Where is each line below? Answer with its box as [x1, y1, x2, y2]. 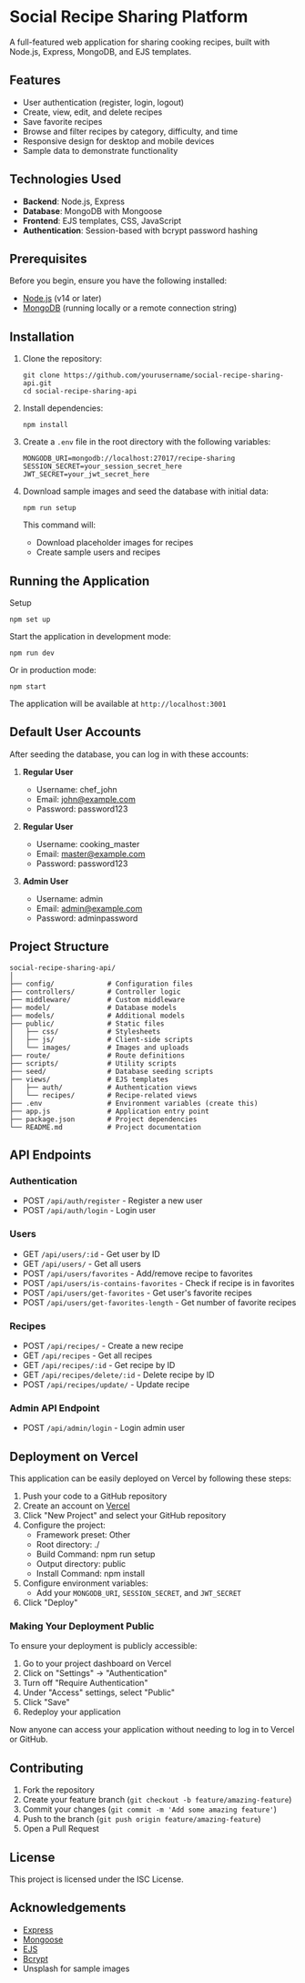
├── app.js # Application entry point [9, 1107, 209, 1116]
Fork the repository [22, 1784, 96, 1795]
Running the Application [9, 573, 150, 588]
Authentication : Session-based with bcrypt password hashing [22, 225, 258, 236]
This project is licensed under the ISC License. [9, 1874, 184, 1885]
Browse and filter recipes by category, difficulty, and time [22, 126, 239, 137]
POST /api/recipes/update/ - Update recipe [22, 1378, 190, 1390]
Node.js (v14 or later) [22, 293, 102, 304]
